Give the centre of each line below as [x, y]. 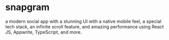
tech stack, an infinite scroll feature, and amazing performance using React [84, 26]
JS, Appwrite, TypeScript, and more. [44, 32]
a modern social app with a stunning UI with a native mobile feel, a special [83, 21]
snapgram [27, 7]
